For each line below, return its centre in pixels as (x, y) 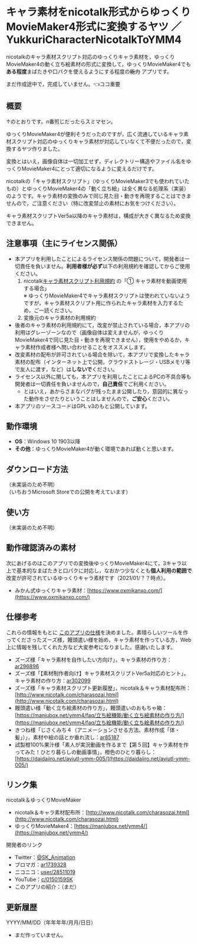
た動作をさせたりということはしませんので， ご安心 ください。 (98, 399)
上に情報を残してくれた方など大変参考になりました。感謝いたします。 (91, 647)
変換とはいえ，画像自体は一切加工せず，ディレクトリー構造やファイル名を (96, 161)
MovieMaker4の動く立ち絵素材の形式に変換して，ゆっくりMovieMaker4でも (99, 64)
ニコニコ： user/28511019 (45, 872)
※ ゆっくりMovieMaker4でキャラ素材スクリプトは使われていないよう (107, 296)
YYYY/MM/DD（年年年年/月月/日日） (51, 923)
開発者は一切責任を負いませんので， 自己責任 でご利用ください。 (92, 384)
